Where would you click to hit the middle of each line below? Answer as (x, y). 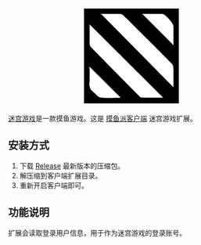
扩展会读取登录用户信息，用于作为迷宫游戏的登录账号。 (97, 232)
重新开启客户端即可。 (54, 185)
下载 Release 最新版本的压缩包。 (72, 166)
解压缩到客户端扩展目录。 (61, 175)
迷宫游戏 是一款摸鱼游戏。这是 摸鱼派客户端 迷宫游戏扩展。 (102, 118)
